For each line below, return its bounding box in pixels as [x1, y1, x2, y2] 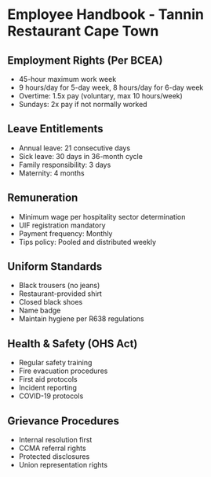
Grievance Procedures [7, 414, 119, 427]
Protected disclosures [18, 452, 90, 461]
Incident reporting [18, 383, 78, 393]
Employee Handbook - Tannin [7, 6, 205, 24]
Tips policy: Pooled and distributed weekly [18, 237, 157, 246]
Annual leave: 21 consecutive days [18, 143, 131, 153]
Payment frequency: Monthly [18, 228, 113, 238]
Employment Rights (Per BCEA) [7, 54, 163, 67]
